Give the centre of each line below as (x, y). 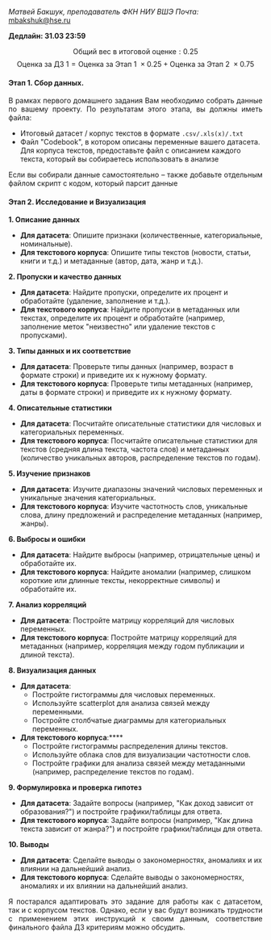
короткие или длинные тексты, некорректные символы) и (120, 581)
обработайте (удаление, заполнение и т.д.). (95, 301)
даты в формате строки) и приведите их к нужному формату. (126, 392)
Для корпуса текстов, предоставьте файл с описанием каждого (131, 151)
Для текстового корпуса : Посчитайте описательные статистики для (139, 441)
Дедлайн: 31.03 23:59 (47, 36)
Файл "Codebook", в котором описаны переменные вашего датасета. (140, 142)
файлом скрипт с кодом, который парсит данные (93, 183)
